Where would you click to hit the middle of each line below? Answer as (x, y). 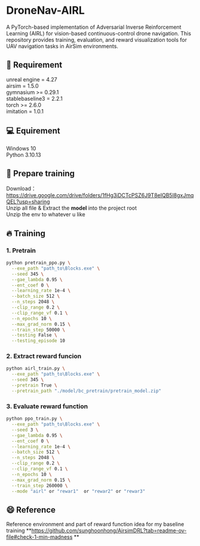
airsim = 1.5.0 (22, 86)
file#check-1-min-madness (39, 537)
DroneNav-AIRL (46, 10)
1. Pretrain (21, 251)
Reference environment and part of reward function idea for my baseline (95, 524)
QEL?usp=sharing (28, 202)
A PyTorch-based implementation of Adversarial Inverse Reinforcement (94, 27)
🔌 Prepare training (41, 174)
